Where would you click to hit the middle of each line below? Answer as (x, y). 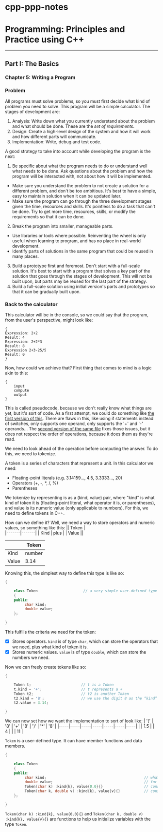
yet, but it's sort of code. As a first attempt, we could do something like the (80, 413)
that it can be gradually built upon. (46, 291)
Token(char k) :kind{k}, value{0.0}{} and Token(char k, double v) (74, 813)
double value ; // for (91, 782)
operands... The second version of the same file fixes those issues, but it (78, 429)
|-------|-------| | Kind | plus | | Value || (44, 533)
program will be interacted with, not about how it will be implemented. (82, 176)
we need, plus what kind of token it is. (50, 647)
